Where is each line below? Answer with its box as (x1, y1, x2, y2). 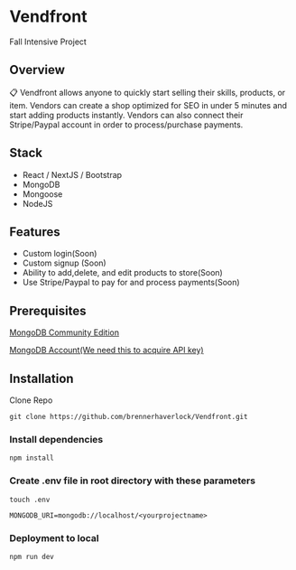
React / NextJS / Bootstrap (22, 169, 123, 180)
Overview (9, 62, 66, 78)
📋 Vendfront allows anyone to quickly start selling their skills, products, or (9, 87, 286, 98)
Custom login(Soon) (22, 248, 97, 259)
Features (9, 224, 60, 239)
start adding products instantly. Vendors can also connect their (9, 109, 244, 120)
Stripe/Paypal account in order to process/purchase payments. (9, 119, 244, 130)
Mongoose (22, 188, 63, 200)
